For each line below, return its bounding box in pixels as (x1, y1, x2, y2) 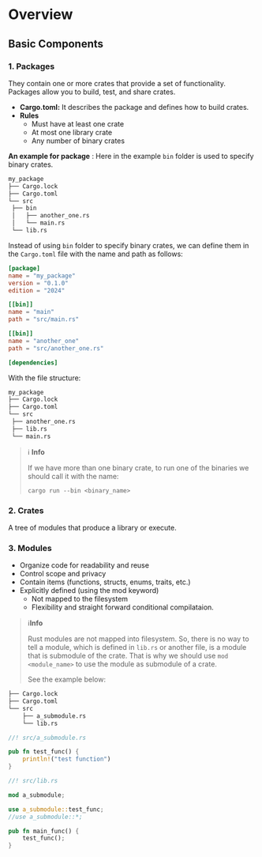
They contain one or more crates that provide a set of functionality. (8, 78, 226, 88)
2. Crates (8, 504, 44, 515)
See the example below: (27, 674, 107, 685)
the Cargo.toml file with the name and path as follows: (8, 249, 183, 259)
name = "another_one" (8, 337, 80, 345)
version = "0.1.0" (8, 279, 69, 287)
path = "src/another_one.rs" (8, 344, 104, 353)
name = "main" (8, 308, 55, 316)
